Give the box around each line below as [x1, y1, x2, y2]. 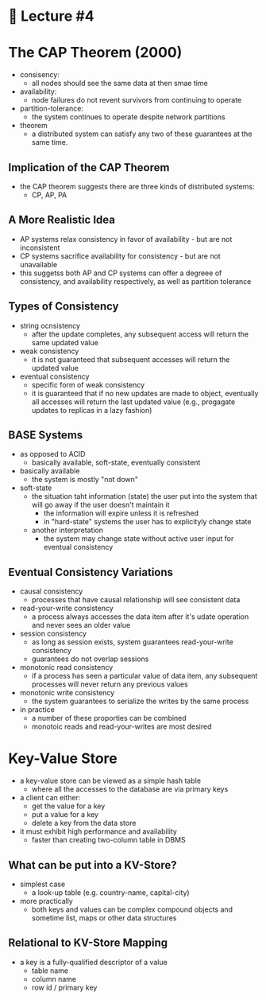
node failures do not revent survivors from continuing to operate [31, 95, 242, 105]
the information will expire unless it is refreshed [43, 508, 199, 518]
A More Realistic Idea [8, 213, 115, 227]
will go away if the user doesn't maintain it [31, 500, 170, 510]
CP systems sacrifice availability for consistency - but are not [19, 251, 221, 261]
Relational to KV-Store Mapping [8, 936, 168, 950]
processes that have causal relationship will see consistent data [31, 595, 241, 605]
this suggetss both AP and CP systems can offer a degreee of [19, 268, 222, 278]
